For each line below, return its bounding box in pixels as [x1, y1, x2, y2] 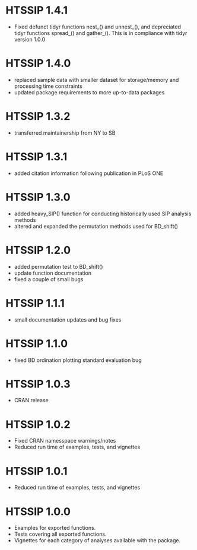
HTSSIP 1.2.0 [5, 243, 71, 257]
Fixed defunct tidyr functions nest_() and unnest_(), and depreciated [14, 23, 182, 30]
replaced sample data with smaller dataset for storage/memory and [14, 76, 179, 83]
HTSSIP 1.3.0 [5, 190, 71, 204]
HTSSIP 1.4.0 [5, 57, 71, 70]
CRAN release [14, 397, 49, 404]
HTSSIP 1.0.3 [5, 377, 71, 390]
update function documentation [14, 269, 92, 276]
